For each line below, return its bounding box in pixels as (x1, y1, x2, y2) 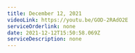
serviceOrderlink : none (7, 23, 76, 30)
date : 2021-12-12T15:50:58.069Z (7, 29, 100, 36)
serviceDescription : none (7, 36, 82, 43)
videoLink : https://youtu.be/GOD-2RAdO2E (7, 17, 129, 23)
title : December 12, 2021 (7, 10, 82, 17)
